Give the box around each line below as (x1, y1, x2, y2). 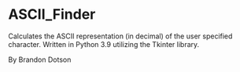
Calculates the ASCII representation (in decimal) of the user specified (8, 31, 233, 41)
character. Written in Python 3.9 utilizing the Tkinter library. (8, 39, 200, 49)
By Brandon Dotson (8, 55, 72, 64)
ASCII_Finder (8, 5, 96, 23)
